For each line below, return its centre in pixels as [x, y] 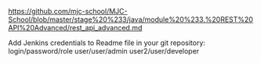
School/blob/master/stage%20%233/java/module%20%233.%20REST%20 [130, 19]
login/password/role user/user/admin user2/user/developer [104, 51]
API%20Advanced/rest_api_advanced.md [75, 28]
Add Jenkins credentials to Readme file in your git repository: [107, 43]
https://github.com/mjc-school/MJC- [68, 11]
